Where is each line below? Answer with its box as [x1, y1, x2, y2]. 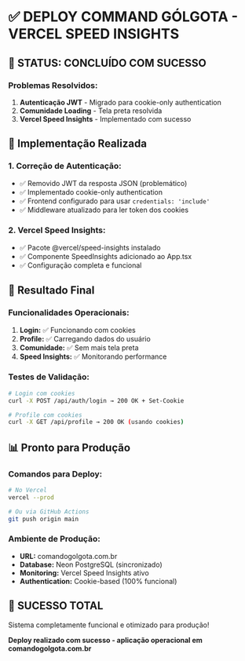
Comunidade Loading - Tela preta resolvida [19, 106, 163, 115]
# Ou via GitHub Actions [8, 507, 90, 516]
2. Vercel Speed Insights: [8, 225, 106, 236]
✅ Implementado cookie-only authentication [19, 187, 163, 196]
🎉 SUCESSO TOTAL [8, 599, 104, 612]
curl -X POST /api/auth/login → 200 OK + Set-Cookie [8, 396, 185, 404]
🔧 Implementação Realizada [8, 137, 148, 151]
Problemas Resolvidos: [8, 79, 98, 90]
